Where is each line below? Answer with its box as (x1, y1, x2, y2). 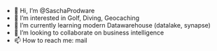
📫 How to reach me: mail (13, 37, 87, 44)
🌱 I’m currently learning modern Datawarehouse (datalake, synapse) (13, 21, 211, 29)
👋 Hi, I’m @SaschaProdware (13, 7, 95, 14)
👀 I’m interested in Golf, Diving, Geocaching (13, 14, 140, 22)
